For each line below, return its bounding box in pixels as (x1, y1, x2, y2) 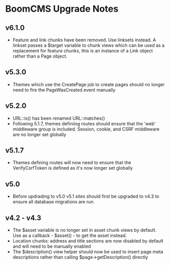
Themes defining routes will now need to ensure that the (12, 160, 131, 166)
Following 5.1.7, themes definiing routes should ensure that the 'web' (12, 120, 156, 126)
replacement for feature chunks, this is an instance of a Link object (12, 48, 153, 54)
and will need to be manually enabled (12, 243, 91, 250)
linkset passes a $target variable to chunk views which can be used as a (12, 42, 165, 48)
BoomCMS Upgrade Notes (5, 3, 119, 15)
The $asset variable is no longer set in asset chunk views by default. (12, 227, 157, 233)
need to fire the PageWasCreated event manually (12, 87, 116, 93)
